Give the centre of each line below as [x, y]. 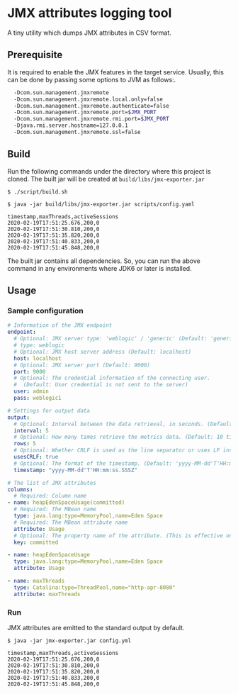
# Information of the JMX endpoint [60, 325]
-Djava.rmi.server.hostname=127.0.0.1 [71, 125]
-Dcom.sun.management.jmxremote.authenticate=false [92, 106]
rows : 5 [25, 444]
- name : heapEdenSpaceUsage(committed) [66, 503]
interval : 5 [32, 430]
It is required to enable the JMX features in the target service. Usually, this [116, 72]
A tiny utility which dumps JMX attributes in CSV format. [90, 33]
